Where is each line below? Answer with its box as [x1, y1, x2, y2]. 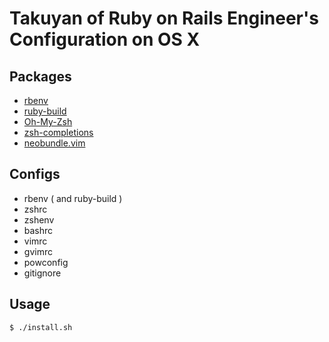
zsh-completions [23, 127, 94, 138]
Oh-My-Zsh [23, 116, 73, 127]
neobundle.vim [23, 137, 86, 149]
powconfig [23, 256, 69, 268]
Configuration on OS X [9, 28, 201, 51]
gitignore [23, 267, 62, 279]
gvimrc [23, 245, 53, 257]
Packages [9, 68, 72, 85]
